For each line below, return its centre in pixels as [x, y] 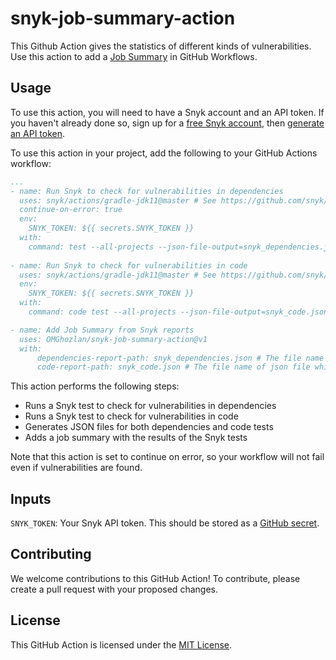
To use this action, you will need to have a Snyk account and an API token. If [167, 112]
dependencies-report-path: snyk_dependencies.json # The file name [180, 358]
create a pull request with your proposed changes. [114, 589]
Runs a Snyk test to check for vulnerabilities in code [131, 416]
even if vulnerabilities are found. [76, 468]
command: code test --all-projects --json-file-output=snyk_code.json [178, 312]
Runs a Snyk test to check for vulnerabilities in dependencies [150, 406]
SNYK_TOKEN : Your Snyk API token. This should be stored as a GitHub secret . [165, 523]
